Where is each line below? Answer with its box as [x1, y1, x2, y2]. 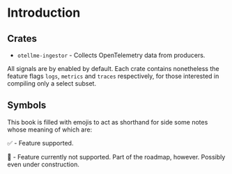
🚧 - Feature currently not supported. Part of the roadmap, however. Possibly [7, 152, 226, 161]
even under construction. [7, 160, 80, 168]
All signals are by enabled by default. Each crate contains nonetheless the [7, 65, 219, 72]
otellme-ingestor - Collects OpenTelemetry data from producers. [17, 51, 206, 59]
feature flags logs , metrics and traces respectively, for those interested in [7, 72, 219, 80]
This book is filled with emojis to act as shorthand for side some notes [7, 118, 208, 126]
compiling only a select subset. [7, 79, 96, 88]
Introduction [7, 5, 81, 21]
